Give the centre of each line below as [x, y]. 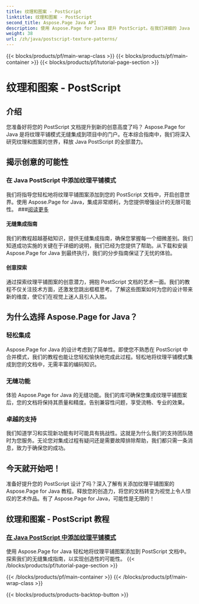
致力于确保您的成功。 [42, 448]
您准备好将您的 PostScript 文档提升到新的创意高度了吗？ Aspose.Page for [96, 127]
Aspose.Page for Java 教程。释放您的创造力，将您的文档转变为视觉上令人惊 [99, 491]
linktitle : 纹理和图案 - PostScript [49, 17]
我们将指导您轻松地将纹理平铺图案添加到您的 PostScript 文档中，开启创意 [96, 194]
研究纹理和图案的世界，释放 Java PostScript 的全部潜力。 [76, 142]
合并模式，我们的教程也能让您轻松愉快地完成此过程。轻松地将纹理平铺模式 [97, 357]
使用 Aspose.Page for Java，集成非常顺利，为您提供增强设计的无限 [98, 202]
